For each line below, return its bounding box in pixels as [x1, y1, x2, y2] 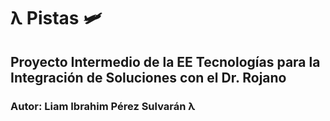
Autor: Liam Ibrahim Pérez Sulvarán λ [10, 99, 196, 113]
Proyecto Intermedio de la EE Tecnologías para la [10, 53, 321, 70]
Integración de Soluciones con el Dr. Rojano [10, 69, 287, 86]
